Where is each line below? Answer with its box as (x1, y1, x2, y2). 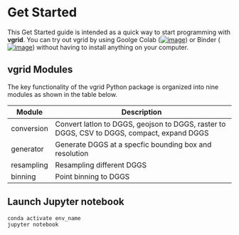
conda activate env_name (7, 214, 81, 221)
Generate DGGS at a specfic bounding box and (55, 140, 212, 150)
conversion (11, 123, 48, 133)
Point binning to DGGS (55, 172, 130, 182)
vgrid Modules (7, 63, 73, 75)
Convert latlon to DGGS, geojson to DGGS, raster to (55, 119, 226, 129)
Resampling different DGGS (55, 160, 147, 169)
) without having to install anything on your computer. (32, 43, 188, 51)
